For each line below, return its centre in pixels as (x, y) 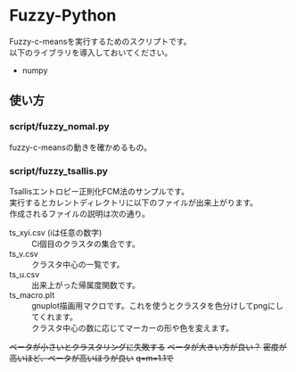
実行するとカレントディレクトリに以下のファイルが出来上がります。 (134, 203)
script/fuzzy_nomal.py (59, 127)
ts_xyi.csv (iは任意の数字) (56, 232)
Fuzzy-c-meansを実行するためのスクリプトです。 (100, 41)
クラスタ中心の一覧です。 (78, 264)
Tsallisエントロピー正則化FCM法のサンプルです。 (99, 191)
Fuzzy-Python (63, 16)
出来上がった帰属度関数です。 (86, 285)
